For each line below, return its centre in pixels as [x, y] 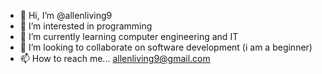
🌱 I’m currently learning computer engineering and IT [129, 36]
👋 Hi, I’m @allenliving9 [66, 15]
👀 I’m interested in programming [86, 26]
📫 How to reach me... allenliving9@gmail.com [115, 58]
